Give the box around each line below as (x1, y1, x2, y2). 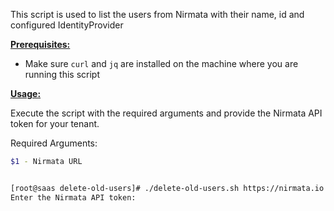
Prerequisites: (10, 39, 71, 50)
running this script (24, 69, 100, 80)
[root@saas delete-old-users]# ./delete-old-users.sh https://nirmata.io (10, 183, 325, 193)
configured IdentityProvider (10, 19, 124, 31)
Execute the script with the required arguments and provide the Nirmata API (10, 107, 323, 119)
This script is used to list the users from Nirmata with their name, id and (10, 9, 305, 20)
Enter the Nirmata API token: (10, 192, 137, 203)
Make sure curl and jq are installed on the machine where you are (24, 58, 299, 69)
